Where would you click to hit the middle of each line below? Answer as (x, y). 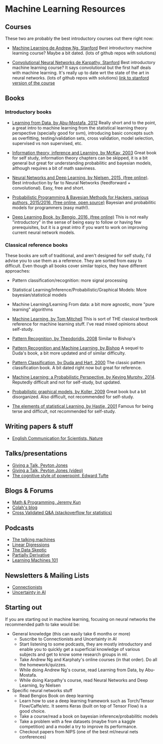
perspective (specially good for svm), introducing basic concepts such (83, 133)
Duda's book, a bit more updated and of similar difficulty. (69, 353)
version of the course (33, 83)
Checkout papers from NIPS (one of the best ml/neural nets (79, 731)
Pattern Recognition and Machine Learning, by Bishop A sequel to (78, 348)
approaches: (18, 271)
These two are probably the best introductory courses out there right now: (79, 38)
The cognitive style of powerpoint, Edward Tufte (60, 475)
